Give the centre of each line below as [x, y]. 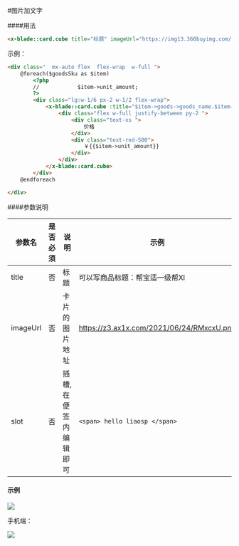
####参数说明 [28, 207]
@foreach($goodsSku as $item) [65, 73]
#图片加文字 [25, 10]
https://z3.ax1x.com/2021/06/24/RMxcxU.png [157, 327]
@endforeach [38, 179]
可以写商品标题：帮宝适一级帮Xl [132, 278]
